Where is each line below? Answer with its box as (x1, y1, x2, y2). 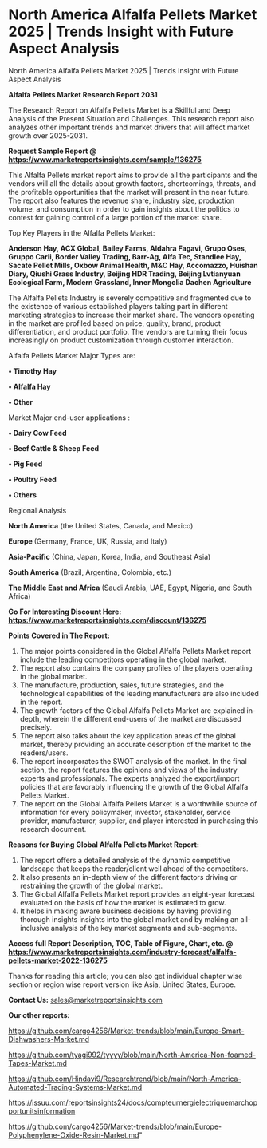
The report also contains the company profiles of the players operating (19, 663, 253, 672)
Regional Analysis (8, 505, 67, 515)
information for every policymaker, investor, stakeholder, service (19, 807, 231, 817)
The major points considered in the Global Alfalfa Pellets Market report (19, 646, 252, 655)
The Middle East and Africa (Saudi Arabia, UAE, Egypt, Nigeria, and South (8, 583, 253, 592)
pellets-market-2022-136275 (8, 956, 108, 965)
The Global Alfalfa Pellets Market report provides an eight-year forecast (19, 889, 255, 899)
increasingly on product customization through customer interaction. (8, 335, 234, 345)
